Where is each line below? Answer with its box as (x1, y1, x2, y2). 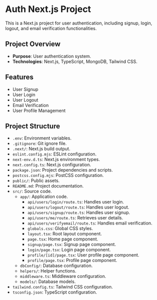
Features (5, 73, 34, 81)
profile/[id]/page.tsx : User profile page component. (27, 252, 139, 258)
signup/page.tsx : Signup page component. (27, 241, 116, 247)
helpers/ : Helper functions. (20, 268, 77, 274)
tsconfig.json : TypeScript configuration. (12, 289, 97, 295)
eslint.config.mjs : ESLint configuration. (12, 151, 97, 157)
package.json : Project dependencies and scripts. (12, 167, 113, 173)
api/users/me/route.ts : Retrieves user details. (27, 215, 123, 221)
